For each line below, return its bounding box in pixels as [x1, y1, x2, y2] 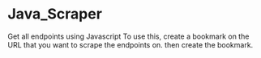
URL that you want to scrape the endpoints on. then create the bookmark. [7, 39, 254, 49]
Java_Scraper [7, 5, 103, 23]
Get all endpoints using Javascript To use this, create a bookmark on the [7, 31, 250, 41]
